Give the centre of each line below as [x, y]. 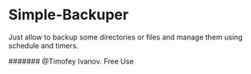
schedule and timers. [43, 45]
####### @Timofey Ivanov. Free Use [71, 61]
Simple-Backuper [69, 15]
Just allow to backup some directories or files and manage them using [125, 37]
